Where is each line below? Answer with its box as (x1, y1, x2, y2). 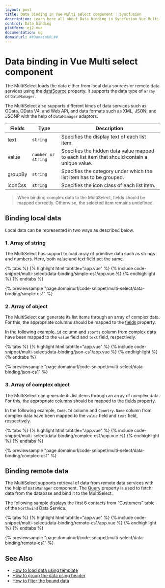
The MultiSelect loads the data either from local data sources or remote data (5, 82, 160, 89)
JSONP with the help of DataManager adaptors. (5, 113, 98, 119)
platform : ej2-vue (5, 26, 43, 31)
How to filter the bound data (12, 578, 70, 584)
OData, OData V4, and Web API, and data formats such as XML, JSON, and (5, 108, 157, 114)
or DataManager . (5, 93, 36, 99)
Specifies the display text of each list (61, 133, 146, 140)
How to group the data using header (12, 573, 86, 579)
